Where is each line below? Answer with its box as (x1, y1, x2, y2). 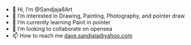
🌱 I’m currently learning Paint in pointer (12, 19, 111, 26)
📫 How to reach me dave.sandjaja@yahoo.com (12, 32, 133, 39)
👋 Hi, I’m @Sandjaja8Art (12, 6, 73, 13)
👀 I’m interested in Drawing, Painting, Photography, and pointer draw (12, 12, 185, 19)
